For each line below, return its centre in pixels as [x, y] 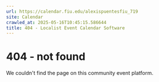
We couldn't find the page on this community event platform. [80, 73]
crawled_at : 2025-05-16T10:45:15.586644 [57, 22]
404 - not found [46, 57]
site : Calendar [25, 17]
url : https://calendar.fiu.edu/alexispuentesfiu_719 [72, 11]
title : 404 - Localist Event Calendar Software [66, 28]
